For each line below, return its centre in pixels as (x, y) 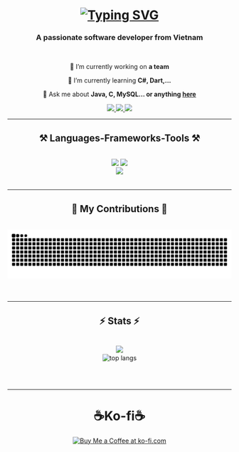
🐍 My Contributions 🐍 (119, 209)
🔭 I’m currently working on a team (119, 67)
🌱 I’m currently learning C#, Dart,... (119, 80)
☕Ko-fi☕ (119, 416)
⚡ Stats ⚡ (119, 321)
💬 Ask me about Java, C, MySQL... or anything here (119, 94)
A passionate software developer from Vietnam (119, 38)
